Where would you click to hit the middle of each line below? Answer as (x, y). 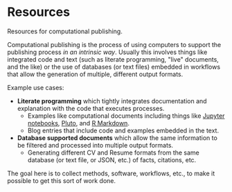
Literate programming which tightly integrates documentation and (112, 101)
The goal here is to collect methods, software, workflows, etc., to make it (111, 173)
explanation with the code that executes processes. (91, 108)
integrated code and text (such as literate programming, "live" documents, (113, 59)
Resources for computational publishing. (65, 31)
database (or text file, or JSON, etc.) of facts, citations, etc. (112, 159)
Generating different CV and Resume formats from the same (113, 152)
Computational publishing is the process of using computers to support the (114, 44)
